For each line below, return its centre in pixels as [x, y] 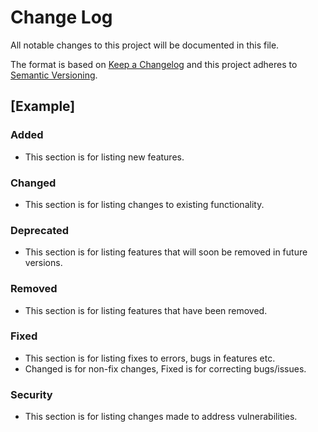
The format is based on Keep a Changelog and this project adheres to [154, 64]
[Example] [43, 106]
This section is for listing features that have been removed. [146, 310]
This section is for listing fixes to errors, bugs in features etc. [150, 358]
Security [31, 394]
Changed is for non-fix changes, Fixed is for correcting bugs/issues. [165, 368]
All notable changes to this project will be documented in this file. [145, 45]
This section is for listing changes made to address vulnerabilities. [161, 417]
